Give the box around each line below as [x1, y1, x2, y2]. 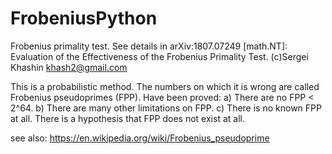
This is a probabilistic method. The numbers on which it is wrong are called [10, 80, 320, 92]
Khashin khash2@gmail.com [10, 61, 128, 73]
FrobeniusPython [10, 7, 158, 30]
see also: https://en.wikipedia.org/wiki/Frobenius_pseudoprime [10, 132, 270, 144]
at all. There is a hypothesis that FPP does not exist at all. [10, 112, 245, 124]
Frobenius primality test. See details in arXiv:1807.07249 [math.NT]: [10, 40, 288, 52]
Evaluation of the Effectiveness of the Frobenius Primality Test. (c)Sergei [10, 50, 309, 62]
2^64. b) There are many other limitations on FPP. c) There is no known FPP [10, 102, 322, 114]
